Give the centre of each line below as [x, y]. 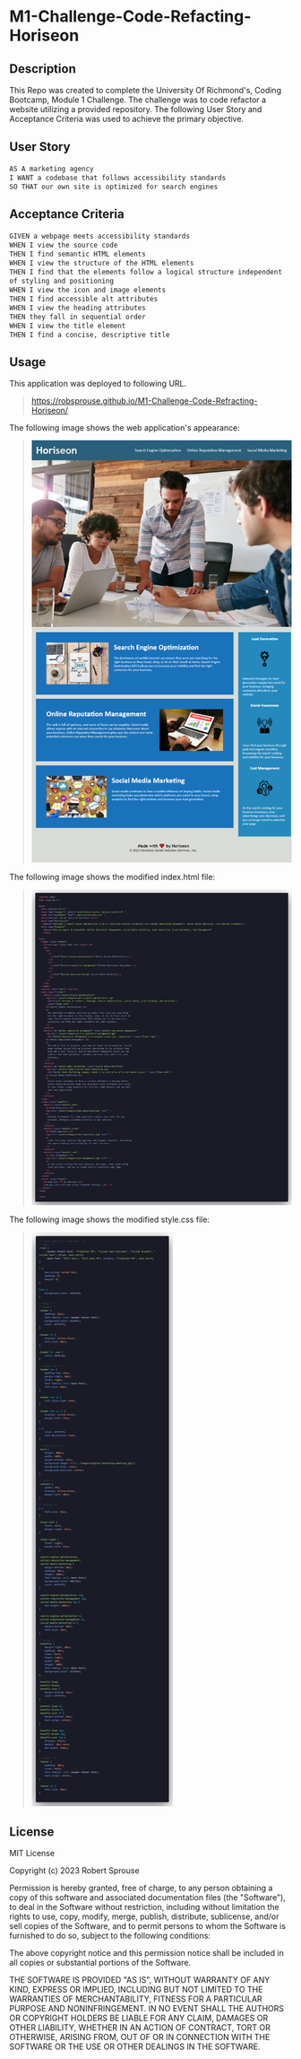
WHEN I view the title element [68, 326]
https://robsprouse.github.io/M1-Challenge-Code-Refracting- [144, 401]
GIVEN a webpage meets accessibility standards [100, 236]
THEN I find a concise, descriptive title [90, 335]
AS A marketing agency [52, 169]
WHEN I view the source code [64, 245]
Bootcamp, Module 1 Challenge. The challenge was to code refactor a [138, 100]
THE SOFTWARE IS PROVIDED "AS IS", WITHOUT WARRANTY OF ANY [140, 1980]
